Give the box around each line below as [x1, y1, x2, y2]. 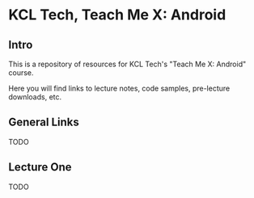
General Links [8, 116, 79, 129]
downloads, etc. [8, 92, 62, 102]
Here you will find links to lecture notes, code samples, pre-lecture [8, 83, 231, 93]
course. [8, 68, 34, 78]
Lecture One [8, 160, 72, 175]
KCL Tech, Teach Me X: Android [8, 6, 226, 24]
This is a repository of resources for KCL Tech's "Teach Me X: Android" [8, 59, 247, 69]
